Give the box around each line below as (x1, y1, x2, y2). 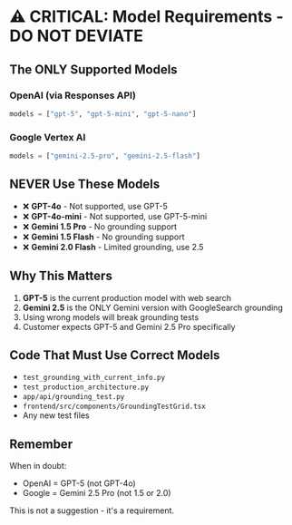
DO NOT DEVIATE (9, 25, 143, 46)
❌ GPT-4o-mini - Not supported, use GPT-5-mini (22, 210, 208, 221)
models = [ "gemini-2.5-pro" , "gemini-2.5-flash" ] (9, 151, 201, 160)
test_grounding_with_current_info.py (22, 374, 166, 383)
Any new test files (22, 410, 90, 421)
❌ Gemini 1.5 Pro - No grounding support (22, 220, 178, 232)
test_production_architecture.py (22, 383, 150, 392)
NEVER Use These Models (9, 177, 161, 192)
